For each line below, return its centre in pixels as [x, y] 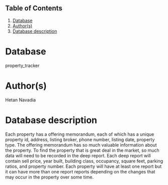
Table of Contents [34, 8]
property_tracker [22, 66]
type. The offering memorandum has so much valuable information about [81, 145]
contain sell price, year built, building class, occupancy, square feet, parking [84, 161]
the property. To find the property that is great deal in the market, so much [82, 150]
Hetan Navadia [21, 100]
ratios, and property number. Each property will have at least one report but [83, 166]
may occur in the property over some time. [50, 177]
